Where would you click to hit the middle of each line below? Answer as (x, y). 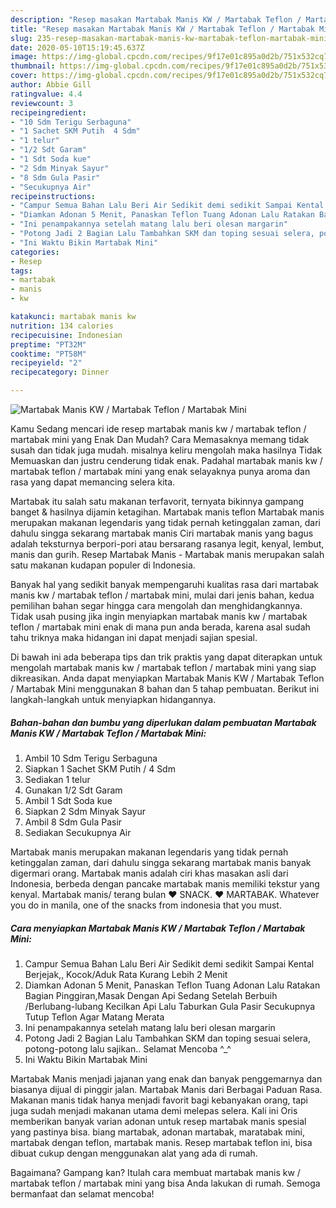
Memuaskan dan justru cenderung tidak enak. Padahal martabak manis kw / (166, 460)
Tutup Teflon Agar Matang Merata (94, 1017)
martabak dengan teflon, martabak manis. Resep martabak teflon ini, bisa (161, 1142)
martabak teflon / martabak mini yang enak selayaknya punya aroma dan (160, 471)
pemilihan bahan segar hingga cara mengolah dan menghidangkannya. (156, 605)
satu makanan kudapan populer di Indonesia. (103, 565)
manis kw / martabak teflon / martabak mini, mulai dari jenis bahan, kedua (162, 595)
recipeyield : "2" (46, 363)
